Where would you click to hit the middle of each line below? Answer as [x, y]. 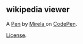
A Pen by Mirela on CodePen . [42, 23]
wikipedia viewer [38, 10]
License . [16, 35]
